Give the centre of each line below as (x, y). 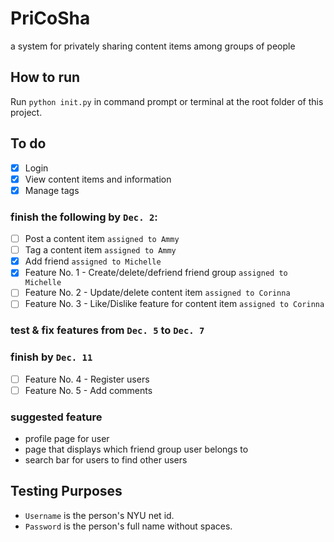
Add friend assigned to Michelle (93, 261)
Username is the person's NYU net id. (99, 515)
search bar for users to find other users (106, 460)
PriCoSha (50, 18)
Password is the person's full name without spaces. (128, 526)
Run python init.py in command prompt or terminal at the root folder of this (167, 101)
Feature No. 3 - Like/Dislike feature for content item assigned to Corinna (174, 304)
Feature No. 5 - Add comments (88, 390)
